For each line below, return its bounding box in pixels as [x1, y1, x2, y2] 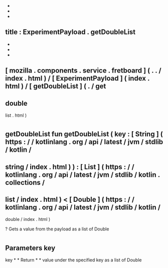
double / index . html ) [5, 216, 51, 222]
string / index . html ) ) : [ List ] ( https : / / [5, 162, 134, 171]
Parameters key [5, 243, 56, 252]
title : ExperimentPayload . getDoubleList [5, 28, 136, 37]
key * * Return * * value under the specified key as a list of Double [5, 257, 142, 263]
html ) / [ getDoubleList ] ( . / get [5, 82, 106, 91]
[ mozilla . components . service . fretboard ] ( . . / [5, 66, 161, 75]
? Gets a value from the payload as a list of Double [5, 226, 109, 232]
